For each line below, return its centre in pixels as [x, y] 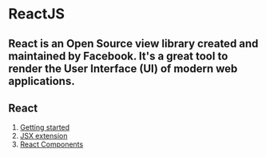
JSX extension [44, 136]
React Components [52, 144]
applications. [42, 81]
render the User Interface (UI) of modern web [123, 68]
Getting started [45, 127]
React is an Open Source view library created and [133, 44]
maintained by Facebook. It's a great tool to [118, 56]
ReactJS [37, 14]
